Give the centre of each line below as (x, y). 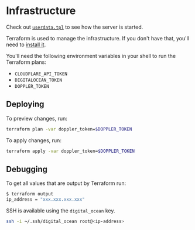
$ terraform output (30, 194)
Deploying (25, 104)
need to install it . (26, 44)
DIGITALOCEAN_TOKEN (38, 80)
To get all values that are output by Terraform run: (66, 183)
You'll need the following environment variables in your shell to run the (91, 56)
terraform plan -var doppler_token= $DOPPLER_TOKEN (69, 129)
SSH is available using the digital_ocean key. (61, 211)
